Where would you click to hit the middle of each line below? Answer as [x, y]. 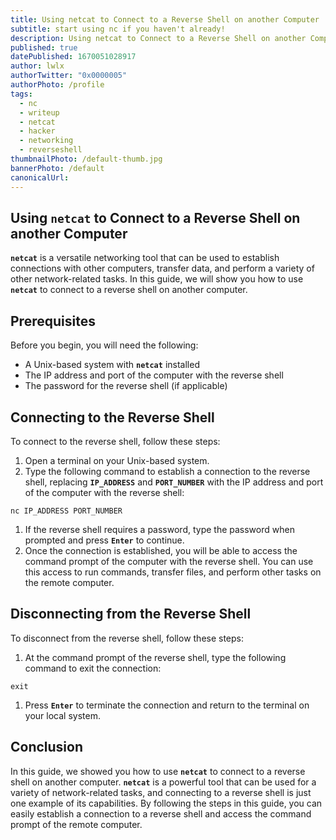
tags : [21, 94]
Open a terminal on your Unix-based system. [117, 460]
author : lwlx [37, 66]
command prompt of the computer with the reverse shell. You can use [169, 561]
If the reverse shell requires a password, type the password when [159, 529]
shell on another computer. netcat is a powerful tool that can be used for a [163, 782]
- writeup [39, 112]
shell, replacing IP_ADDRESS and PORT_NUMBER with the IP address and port [174, 482]
